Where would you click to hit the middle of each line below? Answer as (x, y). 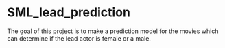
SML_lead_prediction (69, 13)
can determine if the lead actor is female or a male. (79, 38)
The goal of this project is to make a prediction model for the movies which (113, 31)
